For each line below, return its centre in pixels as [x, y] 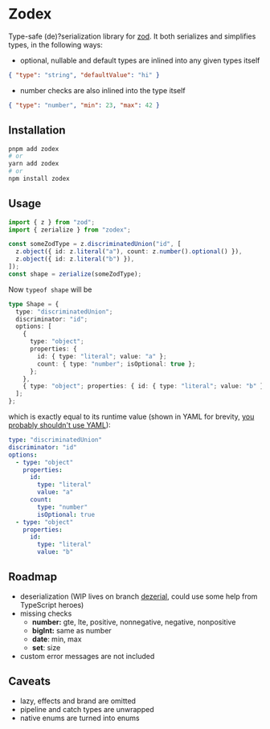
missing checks [46, 613]
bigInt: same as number [72, 630]
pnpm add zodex [34, 149]
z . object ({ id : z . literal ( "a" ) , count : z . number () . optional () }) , [129, 252]
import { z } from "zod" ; [51, 222]
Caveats [29, 681]
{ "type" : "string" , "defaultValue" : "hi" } [84, 75]
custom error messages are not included [87, 656]
